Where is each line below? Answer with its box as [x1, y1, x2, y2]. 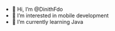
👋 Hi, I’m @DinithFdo [11, 6, 63, 13]
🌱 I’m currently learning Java [11, 18, 84, 25]
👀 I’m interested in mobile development [11, 12, 109, 19]
